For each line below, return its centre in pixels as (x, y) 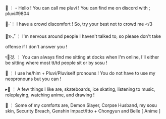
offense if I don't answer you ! (36, 47)
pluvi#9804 (17, 14)
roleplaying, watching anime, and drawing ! (50, 95)
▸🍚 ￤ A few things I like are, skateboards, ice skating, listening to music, (80, 89)
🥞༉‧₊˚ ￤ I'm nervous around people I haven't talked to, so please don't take (83, 36)
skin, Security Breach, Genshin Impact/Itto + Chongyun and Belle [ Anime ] (83, 111)
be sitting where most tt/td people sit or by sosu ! (56, 63)
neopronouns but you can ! (33, 79)
